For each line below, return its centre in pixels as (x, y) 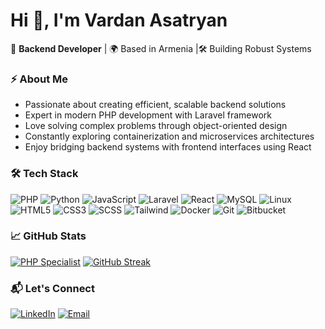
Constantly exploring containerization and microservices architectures (169, 136)
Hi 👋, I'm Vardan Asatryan (119, 20)
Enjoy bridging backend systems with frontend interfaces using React (168, 147)
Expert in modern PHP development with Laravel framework (148, 115)
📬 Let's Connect (52, 288)
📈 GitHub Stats (48, 236)
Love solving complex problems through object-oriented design (156, 126)
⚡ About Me (39, 79)
